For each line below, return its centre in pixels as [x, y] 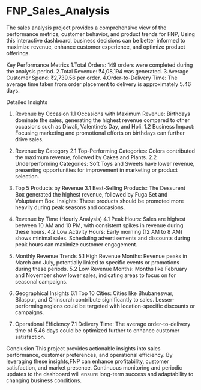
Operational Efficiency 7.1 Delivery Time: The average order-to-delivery [103, 324]
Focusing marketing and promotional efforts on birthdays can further [100, 133]
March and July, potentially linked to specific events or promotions [97, 262]
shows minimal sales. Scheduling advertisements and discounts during [103, 238]
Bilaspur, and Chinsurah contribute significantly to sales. [85, 299]
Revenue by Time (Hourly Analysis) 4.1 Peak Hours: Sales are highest [100, 219]
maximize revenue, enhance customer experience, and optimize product [96, 47]
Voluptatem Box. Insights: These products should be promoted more [99, 201]
